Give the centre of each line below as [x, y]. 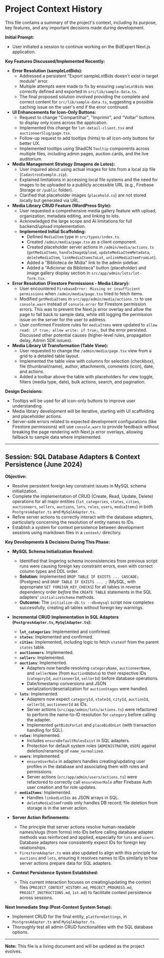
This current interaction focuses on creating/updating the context [85, 882]
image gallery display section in [58, 273]
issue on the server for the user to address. [63, 319]
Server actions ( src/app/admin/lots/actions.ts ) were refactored [92, 709]
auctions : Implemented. [43, 663]
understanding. [27, 406]
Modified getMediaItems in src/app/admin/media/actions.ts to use [86, 299]
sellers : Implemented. [42, 657]
